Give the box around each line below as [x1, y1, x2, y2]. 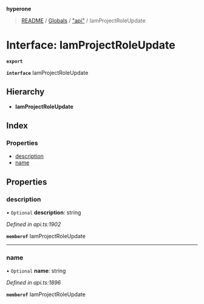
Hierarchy [6, 87, 45, 97]
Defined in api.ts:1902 [6, 221, 61, 228]
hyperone [6, 5, 32, 12]
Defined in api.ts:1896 [6, 279, 61, 286]
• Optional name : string [6, 267, 66, 275]
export [6, 58, 23, 65]
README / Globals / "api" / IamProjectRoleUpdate [21, 17, 146, 24]
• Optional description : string [6, 209, 81, 216]
